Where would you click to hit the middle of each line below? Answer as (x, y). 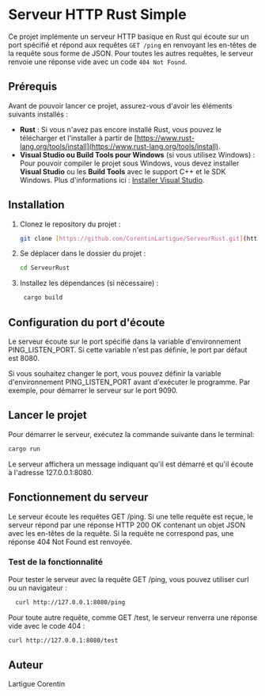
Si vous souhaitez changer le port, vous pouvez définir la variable (115, 373)
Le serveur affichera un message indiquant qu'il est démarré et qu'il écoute (131, 464)
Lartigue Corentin (37, 684)
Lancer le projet (47, 415)
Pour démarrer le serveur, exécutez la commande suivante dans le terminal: (131, 434)
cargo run (25, 449)
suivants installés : (38, 114)
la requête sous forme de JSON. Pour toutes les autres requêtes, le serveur (131, 53)
